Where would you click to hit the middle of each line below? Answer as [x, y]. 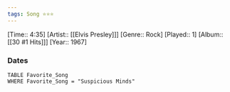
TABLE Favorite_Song [38, 75]
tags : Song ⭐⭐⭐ [31, 14]
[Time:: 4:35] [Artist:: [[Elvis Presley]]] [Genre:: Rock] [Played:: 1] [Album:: [115, 34]
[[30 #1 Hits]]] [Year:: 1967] [47, 42]
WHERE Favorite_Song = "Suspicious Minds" [71, 81]
